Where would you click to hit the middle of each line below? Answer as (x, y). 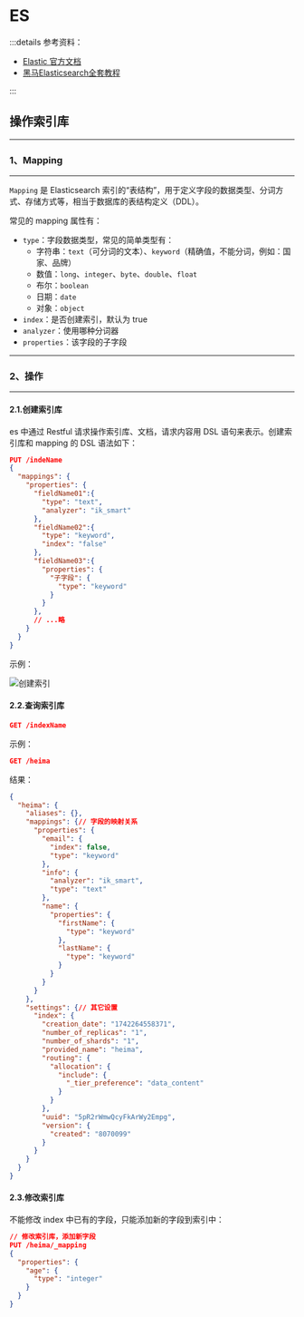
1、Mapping (36, 160)
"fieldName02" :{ (64, 527)
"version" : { (66, 1126)
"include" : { (82, 1075)
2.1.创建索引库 (36, 409)
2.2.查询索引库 (37, 706)
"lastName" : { (84, 949)
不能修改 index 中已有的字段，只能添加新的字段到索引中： (117, 1220)
